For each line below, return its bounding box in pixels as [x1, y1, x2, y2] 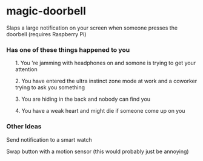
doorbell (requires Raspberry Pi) [6, 30, 87, 37]
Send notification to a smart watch [6, 136, 92, 143]
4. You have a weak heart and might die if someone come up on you [15, 107, 185, 115]
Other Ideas [6, 122, 42, 131]
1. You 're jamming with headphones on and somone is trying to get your [15, 59, 196, 67]
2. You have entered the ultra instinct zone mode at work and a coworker [15, 77, 198, 85]
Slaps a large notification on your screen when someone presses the [6, 24, 178, 31]
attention [15, 66, 38, 73]
